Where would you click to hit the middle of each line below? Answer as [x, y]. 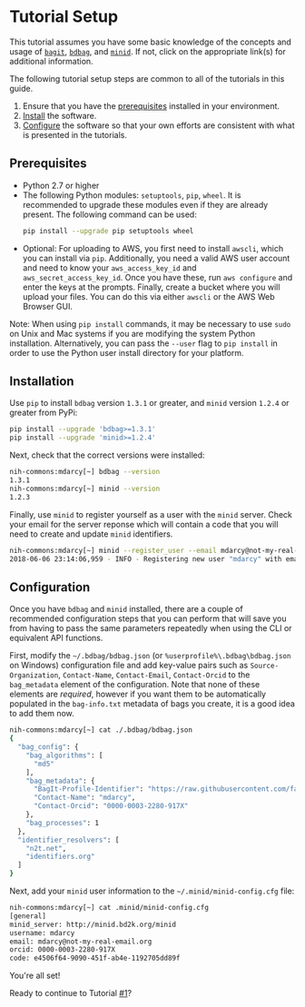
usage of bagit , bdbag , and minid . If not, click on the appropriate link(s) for [148, 51]
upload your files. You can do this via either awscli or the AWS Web [148, 296]
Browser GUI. [48, 306]
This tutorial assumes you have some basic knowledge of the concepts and [151, 42]
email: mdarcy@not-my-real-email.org [81, 942]
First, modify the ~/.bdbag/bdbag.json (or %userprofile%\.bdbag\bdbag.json [150, 656]
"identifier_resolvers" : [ [69, 840]
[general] [28, 916]
